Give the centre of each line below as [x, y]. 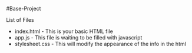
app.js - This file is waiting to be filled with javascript [78, 37]
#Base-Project [24, 9]
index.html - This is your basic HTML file [64, 31]
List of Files [20, 20]
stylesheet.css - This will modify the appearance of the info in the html [100, 44]
